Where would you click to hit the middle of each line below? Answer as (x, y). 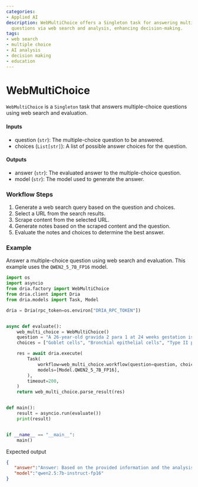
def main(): (21, 408)
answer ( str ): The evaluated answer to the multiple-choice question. (98, 173)
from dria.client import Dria (43, 294)
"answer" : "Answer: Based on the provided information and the (92, 468)
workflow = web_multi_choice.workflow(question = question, (108, 365)
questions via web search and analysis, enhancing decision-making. (97, 28)
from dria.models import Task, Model (52, 299)
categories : (21, 12)
